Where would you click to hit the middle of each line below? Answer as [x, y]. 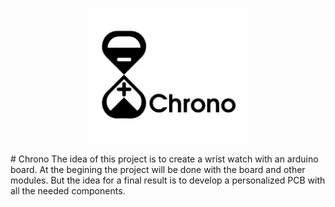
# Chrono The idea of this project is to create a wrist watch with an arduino [164, 159]
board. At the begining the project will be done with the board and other [158, 169]
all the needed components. [68, 190]
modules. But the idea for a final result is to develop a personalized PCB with [168, 180]
